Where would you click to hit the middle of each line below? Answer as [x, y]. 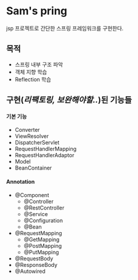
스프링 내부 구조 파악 [39, 64]
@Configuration [43, 220]
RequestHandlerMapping [45, 149]
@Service [36, 214]
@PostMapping [43, 245]
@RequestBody [34, 259]
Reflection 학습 [33, 79]
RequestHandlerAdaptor [45, 155]
